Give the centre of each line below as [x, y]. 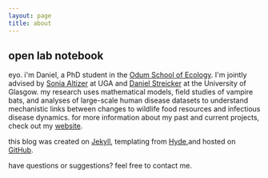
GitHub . [21, 150]
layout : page [30, 16]
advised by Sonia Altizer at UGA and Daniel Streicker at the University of [127, 83]
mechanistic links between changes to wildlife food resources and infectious [134, 109]
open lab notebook [56, 56]
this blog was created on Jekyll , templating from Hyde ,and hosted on [122, 142]
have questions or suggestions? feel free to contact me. [100, 166]
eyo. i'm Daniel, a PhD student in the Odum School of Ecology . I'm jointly [128, 75]
